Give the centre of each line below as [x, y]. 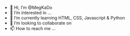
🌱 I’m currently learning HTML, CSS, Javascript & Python [67, 18]
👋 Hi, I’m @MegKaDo [31, 8]
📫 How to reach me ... [32, 28]
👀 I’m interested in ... [31, 13]
